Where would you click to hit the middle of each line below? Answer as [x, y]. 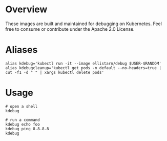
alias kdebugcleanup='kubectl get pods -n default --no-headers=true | [83, 68]
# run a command [23, 120]
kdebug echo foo [23, 124]
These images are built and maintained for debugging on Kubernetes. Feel [84, 24]
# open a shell [22, 106]
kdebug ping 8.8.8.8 [27, 129]
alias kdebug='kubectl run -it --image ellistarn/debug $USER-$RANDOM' [83, 63]
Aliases [22, 50]
